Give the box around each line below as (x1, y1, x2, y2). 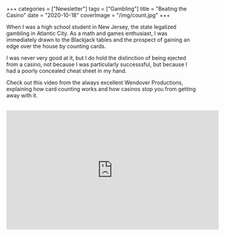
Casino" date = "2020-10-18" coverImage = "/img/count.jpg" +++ (6, 12, 170, 19)
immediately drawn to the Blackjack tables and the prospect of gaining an (6, 36, 190, 43)
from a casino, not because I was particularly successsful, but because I (6, 61, 187, 68)
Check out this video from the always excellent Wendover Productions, (6, 79, 184, 86)
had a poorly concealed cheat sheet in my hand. (6, 67, 127, 74)
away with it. (6, 92, 38, 99)
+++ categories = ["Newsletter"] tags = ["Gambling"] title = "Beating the (6, 5, 187, 12)
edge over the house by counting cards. (6, 42, 106, 50)
